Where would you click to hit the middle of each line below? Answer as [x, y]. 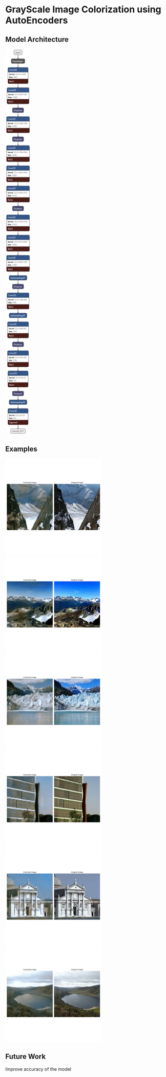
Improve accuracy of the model [38, 1069]
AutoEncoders [37, 20]
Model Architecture [37, 39]
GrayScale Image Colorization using [83, 10]
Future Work [26, 1057]
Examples [21, 449]
